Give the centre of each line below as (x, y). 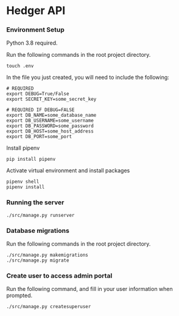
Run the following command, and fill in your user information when (90, 289)
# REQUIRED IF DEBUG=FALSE (40, 110)
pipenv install (26, 187)
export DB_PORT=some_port (39, 137)
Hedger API (36, 11)
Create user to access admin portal (59, 276)
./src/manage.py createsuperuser (49, 307)
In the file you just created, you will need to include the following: (88, 78)
